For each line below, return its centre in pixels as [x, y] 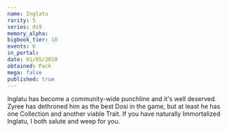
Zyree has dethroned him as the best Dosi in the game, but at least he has [114, 107]
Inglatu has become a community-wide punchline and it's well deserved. [112, 99]
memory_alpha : [28, 33]
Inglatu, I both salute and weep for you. [64, 121]
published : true [31, 79]
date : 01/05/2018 [33, 60]
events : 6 [22, 46]
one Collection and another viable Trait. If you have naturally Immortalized [114, 114]
